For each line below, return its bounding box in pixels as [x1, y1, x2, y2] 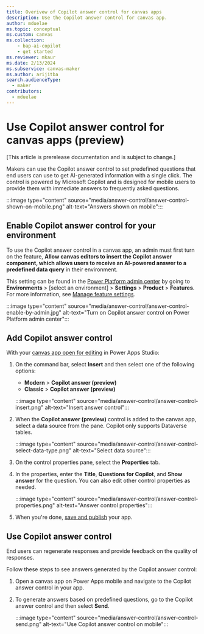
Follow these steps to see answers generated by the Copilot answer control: [6, 566, 197, 573]
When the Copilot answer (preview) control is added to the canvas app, [15, 416, 197, 423]
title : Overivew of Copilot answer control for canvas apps [6, 9, 163, 15]
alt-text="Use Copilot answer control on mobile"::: [43, 621, 169, 628]
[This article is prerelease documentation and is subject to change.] [6, 153, 176, 160]
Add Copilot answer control [6, 333, 113, 343]
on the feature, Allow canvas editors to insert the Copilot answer [6, 252, 172, 260]
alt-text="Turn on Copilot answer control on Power [63, 308, 190, 316]
